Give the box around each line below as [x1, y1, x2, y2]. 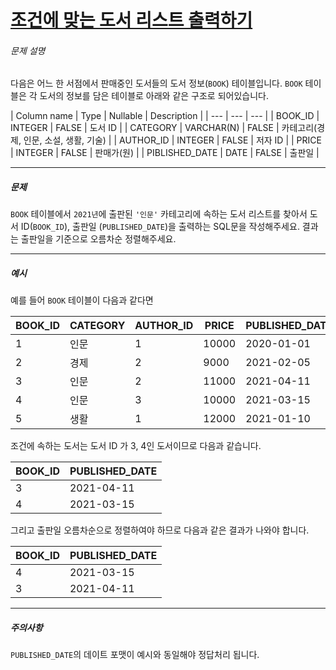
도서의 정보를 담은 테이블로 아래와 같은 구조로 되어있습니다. [39, 90, 269, 102]
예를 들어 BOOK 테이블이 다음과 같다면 [10, 294, 154, 306]
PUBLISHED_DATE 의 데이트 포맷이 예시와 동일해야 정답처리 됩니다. [10, 649, 260, 661]
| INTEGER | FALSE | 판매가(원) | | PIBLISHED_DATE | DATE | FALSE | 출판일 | [10, 147, 320, 159]
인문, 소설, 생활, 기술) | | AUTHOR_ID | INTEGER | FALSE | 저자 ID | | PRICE [23, 134, 322, 146]
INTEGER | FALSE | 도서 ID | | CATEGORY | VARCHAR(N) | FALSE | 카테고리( [10, 122, 318, 134]
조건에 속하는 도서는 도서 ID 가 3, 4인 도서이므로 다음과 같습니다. [10, 440, 262, 452]
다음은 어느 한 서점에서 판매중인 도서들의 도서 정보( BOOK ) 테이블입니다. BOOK [10, 77, 303, 90]
